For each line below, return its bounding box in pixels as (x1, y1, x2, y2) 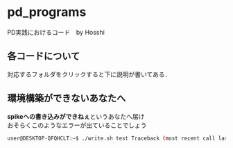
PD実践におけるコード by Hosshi (7, 28, 105, 36)
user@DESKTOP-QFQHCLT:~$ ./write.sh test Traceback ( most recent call (7, 135, 216, 142)
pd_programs (7, 4, 87, 20)
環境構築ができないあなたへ (7, 92, 126, 104)
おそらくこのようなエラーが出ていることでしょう (7, 121, 147, 129)
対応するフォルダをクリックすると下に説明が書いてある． (7, 70, 171, 79)
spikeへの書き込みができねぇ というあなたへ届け (7, 112, 145, 120)
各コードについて (7, 50, 80, 63)
